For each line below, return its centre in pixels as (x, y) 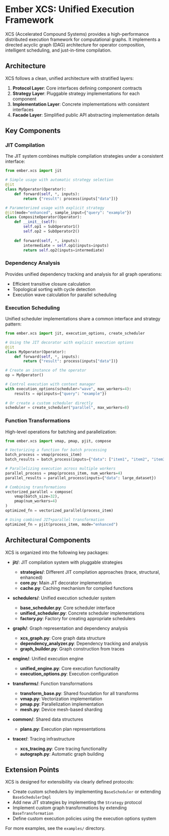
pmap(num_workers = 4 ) (36, 501)
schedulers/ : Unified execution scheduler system (64, 598)
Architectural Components (48, 540)
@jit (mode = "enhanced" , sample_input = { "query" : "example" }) (68, 213)
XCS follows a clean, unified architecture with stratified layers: (70, 78)
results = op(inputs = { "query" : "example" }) (61, 393)
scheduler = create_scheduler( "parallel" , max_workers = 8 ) (67, 408)
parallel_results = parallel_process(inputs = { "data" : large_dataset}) (81, 478)
